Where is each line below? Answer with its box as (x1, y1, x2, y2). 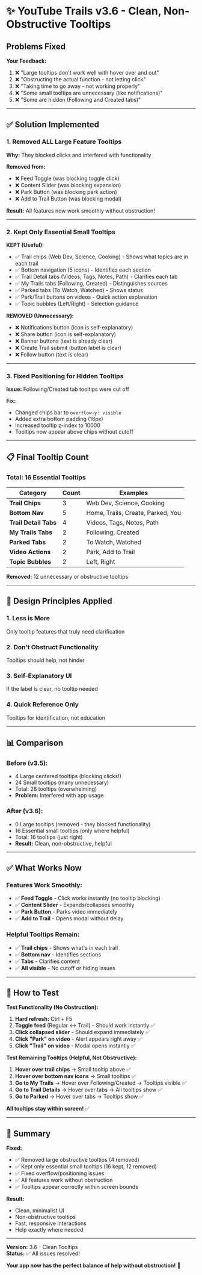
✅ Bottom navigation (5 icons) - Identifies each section (14, 266, 151, 273)
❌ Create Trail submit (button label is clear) (14, 344, 122, 351)
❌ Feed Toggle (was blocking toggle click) (14, 175, 120, 182)
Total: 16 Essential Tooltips (6, 473, 86, 481)
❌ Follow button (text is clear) (14, 351, 88, 358)
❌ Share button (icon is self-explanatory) (14, 330, 116, 338)
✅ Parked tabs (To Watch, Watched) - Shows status (14, 286, 143, 293)
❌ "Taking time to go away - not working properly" (14, 83, 141, 90)
